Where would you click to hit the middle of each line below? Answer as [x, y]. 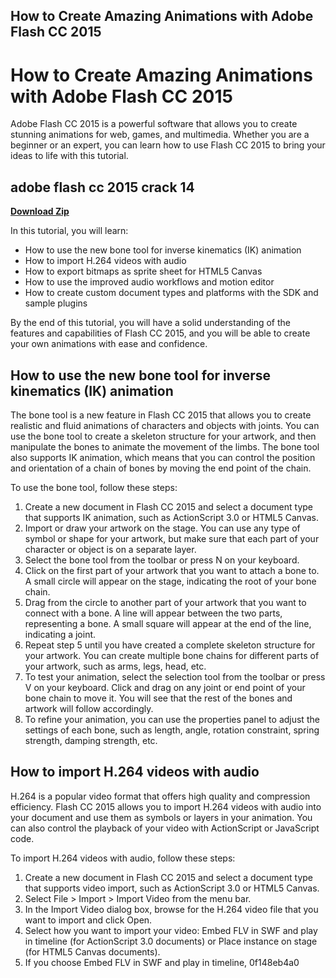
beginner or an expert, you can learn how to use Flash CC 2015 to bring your [168, 145]
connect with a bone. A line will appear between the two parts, [153, 613]
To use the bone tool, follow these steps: [94, 487]
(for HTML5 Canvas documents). [92, 951]
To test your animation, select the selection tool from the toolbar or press [175, 676]
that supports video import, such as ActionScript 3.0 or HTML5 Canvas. [172, 888]
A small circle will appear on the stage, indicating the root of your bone [170, 581]
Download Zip [40, 211]
